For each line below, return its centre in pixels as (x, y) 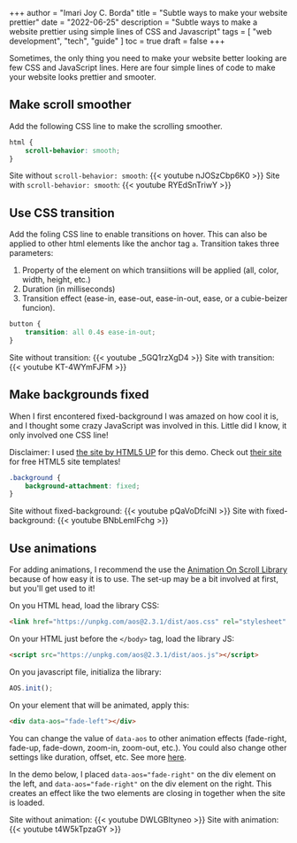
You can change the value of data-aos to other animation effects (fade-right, (148, 738)
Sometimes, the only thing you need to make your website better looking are (148, 58)
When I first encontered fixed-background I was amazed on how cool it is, (144, 416)
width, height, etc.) (56, 280)
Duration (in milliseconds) (69, 289)
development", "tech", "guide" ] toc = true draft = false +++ (117, 41)
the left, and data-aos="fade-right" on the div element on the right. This (141, 784)
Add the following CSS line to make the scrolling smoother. (116, 126)
